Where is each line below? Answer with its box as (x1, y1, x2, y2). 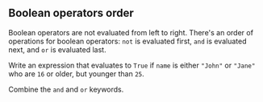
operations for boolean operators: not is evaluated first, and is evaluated (8, 36, 247, 46)
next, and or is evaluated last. (8, 44, 106, 55)
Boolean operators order (8, 6, 135, 20)
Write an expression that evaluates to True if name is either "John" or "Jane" (8, 60, 256, 70)
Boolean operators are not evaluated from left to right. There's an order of (8, 27, 254, 37)
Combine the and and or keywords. (8, 84, 124, 94)
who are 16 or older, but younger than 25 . (8, 68, 144, 79)
